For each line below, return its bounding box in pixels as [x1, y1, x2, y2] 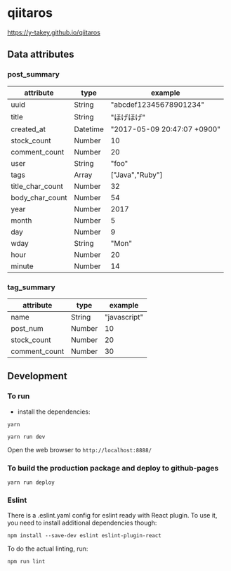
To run [7, 391, 30, 401]
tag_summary [7, 282, 56, 292]
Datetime [74, 124, 104, 134]
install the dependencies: [17, 407, 91, 416]
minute [11, 261, 34, 271]
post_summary [7, 70, 60, 79]
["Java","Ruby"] [110, 170, 163, 180]
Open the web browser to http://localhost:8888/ [7, 445, 152, 454]
